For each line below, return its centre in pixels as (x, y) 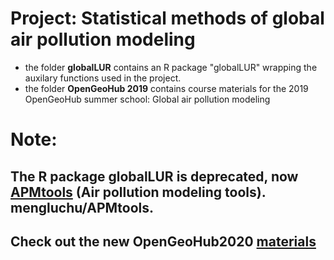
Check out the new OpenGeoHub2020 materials (163, 241)
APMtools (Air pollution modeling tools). (138, 192)
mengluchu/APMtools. (82, 207)
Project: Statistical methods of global (167, 18)
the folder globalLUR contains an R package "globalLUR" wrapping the (171, 67)
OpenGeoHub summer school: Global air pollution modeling (147, 99)
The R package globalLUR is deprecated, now (154, 176)
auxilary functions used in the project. (103, 78)
